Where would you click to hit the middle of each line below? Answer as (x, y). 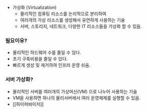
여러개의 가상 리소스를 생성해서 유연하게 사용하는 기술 (72, 20)
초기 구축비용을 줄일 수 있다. (40, 59)
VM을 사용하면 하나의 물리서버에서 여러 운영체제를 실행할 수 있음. (77, 98)
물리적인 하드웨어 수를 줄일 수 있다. (47, 52)
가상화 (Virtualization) (34, 7)
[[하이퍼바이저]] (28, 104)
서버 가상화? (19, 80)
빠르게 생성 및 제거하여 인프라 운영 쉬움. (51, 65)
